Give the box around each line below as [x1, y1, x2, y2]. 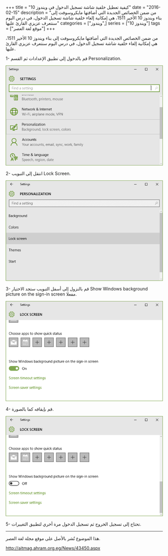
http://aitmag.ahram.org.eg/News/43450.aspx [5, 545, 101, 551]
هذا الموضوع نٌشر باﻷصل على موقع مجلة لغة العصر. [5, 535, 101, 541]
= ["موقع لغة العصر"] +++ [5, 25, 55, 31]
